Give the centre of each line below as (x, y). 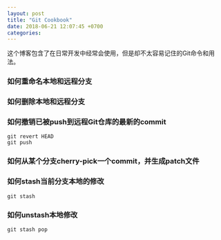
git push (20, 143)
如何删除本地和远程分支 (46, 102)
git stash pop (28, 229)
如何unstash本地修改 (42, 214)
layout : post (26, 13)
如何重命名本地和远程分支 (50, 81)
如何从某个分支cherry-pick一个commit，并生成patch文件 (103, 161)
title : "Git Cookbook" (40, 20)
